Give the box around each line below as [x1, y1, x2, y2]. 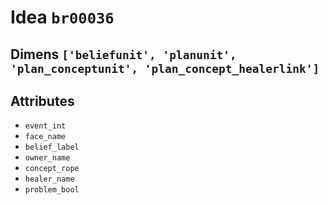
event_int [24, 121, 67, 131]
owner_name [24, 153, 71, 163]
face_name [24, 132, 67, 142]
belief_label [24, 142, 80, 153]
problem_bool [24, 185, 80, 195]
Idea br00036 [10, 6, 115, 29]
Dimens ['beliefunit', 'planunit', [10, 46, 237, 63]
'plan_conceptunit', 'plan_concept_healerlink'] [10, 61, 320, 76]
